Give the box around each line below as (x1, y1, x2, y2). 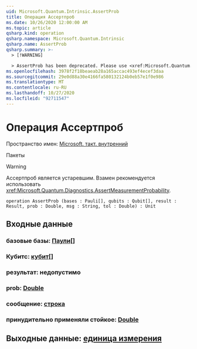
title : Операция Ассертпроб (6, 14, 75, 20)
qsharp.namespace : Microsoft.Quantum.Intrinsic (6, 36, 125, 42)
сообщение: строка (6, 300, 66, 308)
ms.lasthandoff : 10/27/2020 (6, 90, 75, 96)
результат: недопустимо (6, 268, 81, 276)
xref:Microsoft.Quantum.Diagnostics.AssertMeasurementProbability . (6, 187, 171, 194)
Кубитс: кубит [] (6, 252, 54, 260)
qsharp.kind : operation (6, 31, 64, 36)
